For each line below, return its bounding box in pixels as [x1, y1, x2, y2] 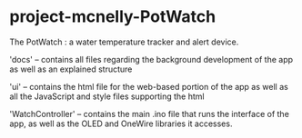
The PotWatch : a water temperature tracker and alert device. [9, 36, 239, 47]
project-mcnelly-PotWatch [9, 6, 216, 27]
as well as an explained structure [9, 64, 133, 74]
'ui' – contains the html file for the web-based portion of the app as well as [9, 81, 288, 92]
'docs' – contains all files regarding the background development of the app [9, 54, 294, 64]
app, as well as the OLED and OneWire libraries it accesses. [9, 118, 233, 129]
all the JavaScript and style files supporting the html [9, 91, 205, 102]
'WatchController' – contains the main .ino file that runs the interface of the [9, 108, 289, 119]
